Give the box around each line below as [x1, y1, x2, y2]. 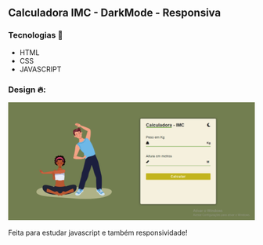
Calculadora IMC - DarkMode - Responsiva [8, 6, 222, 20]
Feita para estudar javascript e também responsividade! [8, 228, 188, 237]
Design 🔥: [8, 84, 47, 95]
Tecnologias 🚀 [8, 30, 63, 41]
